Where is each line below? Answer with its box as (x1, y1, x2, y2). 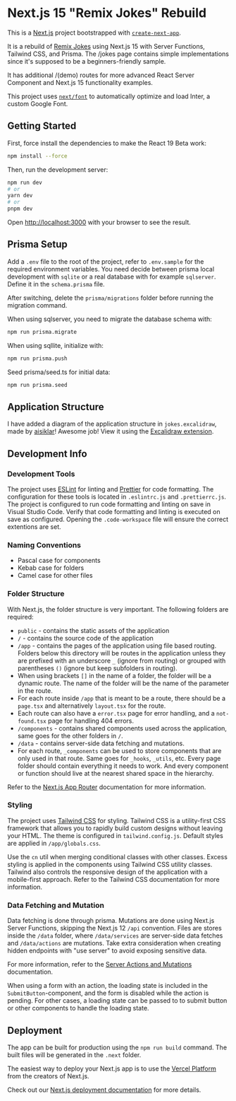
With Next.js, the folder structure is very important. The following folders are (7, 605, 229, 613)
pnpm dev (7, 205, 33, 213)
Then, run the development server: (7, 165, 108, 174)
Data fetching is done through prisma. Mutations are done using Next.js (7, 916, 215, 925)
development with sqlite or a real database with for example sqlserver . (7, 272, 216, 281)
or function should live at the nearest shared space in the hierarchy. (17, 769, 214, 777)
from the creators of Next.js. (7, 1071, 89, 1080)
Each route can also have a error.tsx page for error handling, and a (17, 709, 215, 717)
